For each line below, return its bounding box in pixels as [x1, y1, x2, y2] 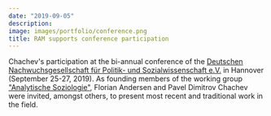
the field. [8, 100, 38, 110]
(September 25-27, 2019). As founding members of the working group [8, 74, 243, 84]
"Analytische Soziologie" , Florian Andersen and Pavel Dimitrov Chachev [8, 83, 248, 92]
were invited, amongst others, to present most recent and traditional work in [8, 91, 263, 101]
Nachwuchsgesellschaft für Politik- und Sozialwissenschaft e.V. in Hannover [8, 66, 264, 75]
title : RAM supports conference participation [8, 34, 169, 43]
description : [8, 19, 53, 28]
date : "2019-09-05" [8, 11, 75, 20]
